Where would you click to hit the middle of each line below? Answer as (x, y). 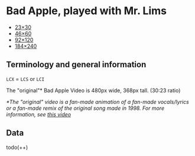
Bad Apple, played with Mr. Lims (87, 11)
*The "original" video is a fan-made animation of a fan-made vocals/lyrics (97, 102)
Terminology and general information (76, 65)
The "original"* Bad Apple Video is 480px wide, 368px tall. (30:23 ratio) (93, 90)
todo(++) (17, 147)
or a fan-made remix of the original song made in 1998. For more (85, 108)
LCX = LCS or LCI (25, 79)
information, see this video (39, 114)
